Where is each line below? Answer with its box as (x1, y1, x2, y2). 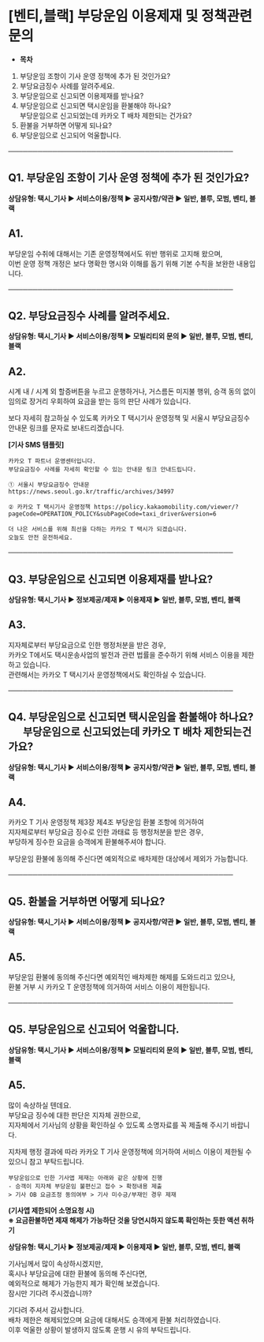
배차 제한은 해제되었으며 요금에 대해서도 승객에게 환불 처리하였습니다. (8, 1315, 221, 1325)
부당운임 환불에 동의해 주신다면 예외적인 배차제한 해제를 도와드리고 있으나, (8, 973, 236, 982)
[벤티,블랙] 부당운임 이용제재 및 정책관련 (8, 7, 252, 25)
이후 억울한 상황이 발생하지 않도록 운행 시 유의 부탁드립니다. (8, 1325, 191, 1334)
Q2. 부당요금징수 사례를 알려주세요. (8, 309, 171, 322)
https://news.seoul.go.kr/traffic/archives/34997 (8, 488, 175, 496)
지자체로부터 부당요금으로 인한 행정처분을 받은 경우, (8, 640, 166, 650)
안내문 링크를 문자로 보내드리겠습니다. (8, 423, 125, 433)
